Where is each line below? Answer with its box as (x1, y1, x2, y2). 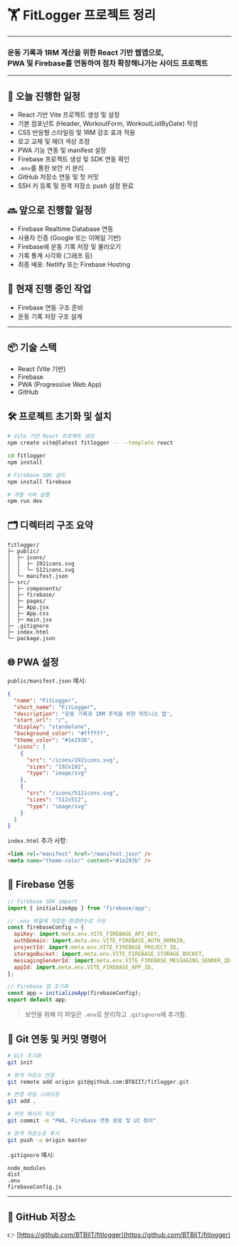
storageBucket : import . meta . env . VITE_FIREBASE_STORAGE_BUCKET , (14, 950, 205, 957)
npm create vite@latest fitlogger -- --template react (7, 440, 174, 447)
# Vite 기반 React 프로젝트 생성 (7, 432, 95, 440)
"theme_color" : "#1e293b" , (14, 737, 94, 744)
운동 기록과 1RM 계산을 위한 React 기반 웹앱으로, (7, 48, 164, 58)
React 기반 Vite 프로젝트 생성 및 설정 (17, 110, 120, 119)
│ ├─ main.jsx (7, 617, 53, 624)
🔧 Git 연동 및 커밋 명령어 (7, 1033, 107, 1045)
